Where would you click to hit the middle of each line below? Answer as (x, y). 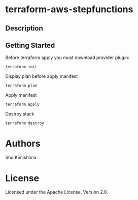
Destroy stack (20, 114)
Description (24, 28)
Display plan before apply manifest (42, 76)
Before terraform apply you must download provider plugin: (67, 58)
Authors (23, 143)
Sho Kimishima (21, 158)
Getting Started (30, 45)
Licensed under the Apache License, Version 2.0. (57, 192)
